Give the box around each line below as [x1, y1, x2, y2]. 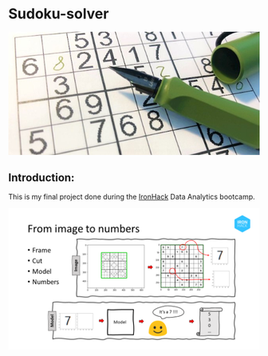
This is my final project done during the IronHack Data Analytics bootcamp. [8, 192, 255, 202]
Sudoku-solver [8, 5, 109, 23]
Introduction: [8, 171, 75, 184]
